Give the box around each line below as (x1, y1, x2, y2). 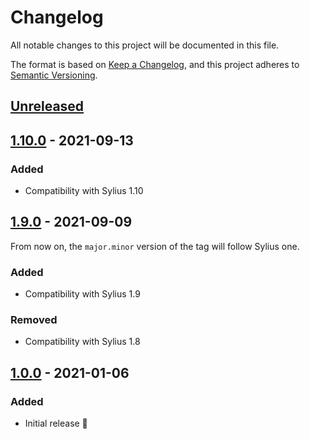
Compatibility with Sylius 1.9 (24, 288, 141, 300)
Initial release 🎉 (24, 417, 88, 430)
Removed (10, 313, 58, 327)
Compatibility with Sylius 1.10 (24, 185, 144, 197)
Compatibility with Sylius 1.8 (24, 336, 141, 348)
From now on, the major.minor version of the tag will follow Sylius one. (10, 240, 300, 252)
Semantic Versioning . (10, 69, 98, 81)
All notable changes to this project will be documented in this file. (10, 39, 280, 51)
